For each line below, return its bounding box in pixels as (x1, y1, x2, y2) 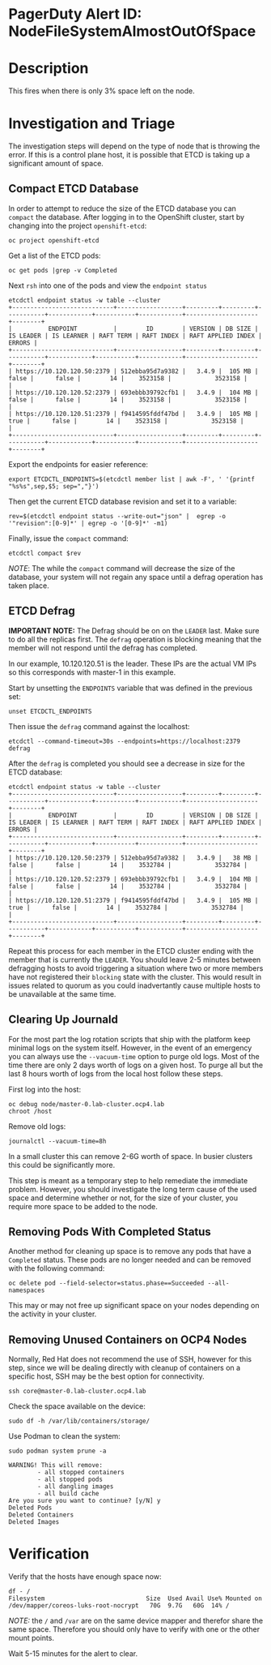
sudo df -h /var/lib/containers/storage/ (8, 1417, 150, 1426)
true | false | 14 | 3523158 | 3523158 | (8, 417, 244, 425)
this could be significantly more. (8, 1160, 116, 1169)
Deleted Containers (8, 1511, 74, 1519)
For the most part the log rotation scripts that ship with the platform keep (8, 1034, 251, 1044)
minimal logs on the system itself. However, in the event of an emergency (8, 1043, 252, 1053)
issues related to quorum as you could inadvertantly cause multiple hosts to (8, 981, 260, 990)
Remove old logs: (8, 1121, 66, 1131)
